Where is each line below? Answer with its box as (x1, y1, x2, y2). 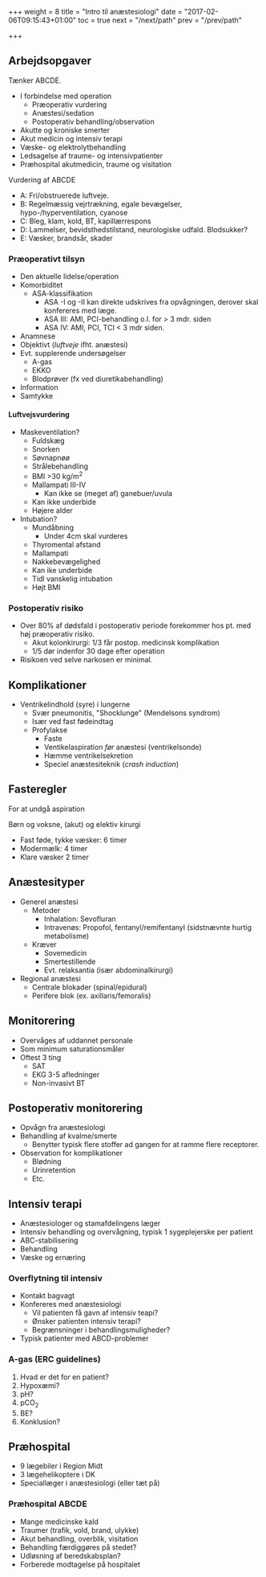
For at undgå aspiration (8, 804, 86, 813)
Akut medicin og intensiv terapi (19, 133, 123, 143)
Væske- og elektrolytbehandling (19, 142, 127, 152)
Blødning (31, 1157, 62, 1166)
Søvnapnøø (31, 453, 71, 463)
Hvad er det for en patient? (19, 1372, 110, 1382)
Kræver (31, 940, 58, 949)
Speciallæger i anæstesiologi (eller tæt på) (19, 1478, 160, 1488)
